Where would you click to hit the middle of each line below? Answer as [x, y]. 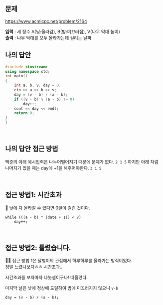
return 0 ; [24, 113]
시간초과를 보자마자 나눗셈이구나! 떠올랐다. [47, 278]
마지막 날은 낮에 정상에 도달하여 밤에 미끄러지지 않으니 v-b [62, 288]
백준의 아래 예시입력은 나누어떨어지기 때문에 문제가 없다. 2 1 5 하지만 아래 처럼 [82, 161]
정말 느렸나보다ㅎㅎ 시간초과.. [34, 267]
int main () [16, 76]
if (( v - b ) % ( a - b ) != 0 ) [44, 99]
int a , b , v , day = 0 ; [38, 85]
